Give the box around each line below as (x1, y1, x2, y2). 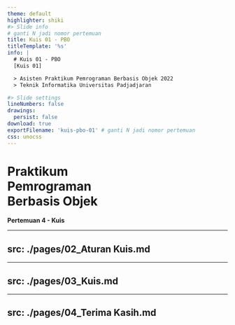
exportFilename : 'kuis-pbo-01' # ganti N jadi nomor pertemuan (7, 127, 196, 134)
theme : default (7, 10, 52, 18)
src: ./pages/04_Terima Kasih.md (7, 307, 157, 319)
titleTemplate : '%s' (7, 43, 68, 50)
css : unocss (7, 133, 42, 140)
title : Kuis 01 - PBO (7, 36, 71, 43)
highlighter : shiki (7, 17, 64, 24)
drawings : (7, 107, 36, 114)
